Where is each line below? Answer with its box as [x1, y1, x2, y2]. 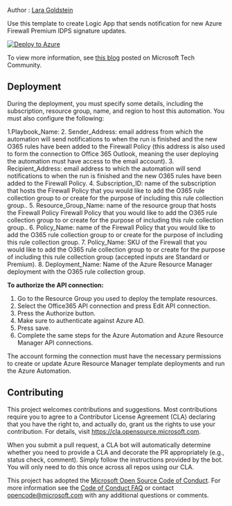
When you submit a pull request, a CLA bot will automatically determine [7, 440, 211, 449]
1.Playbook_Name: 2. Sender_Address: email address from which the [7, 128, 204, 136]
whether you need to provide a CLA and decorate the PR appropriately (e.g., [7, 448, 225, 456]
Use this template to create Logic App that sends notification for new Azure [7, 19, 222, 27]
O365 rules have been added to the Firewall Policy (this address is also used [7, 142, 225, 150]
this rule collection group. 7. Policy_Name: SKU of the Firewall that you [7, 238, 208, 246]
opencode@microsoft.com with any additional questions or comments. [7, 491, 209, 499]
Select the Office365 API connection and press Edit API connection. [17, 302, 211, 310]
